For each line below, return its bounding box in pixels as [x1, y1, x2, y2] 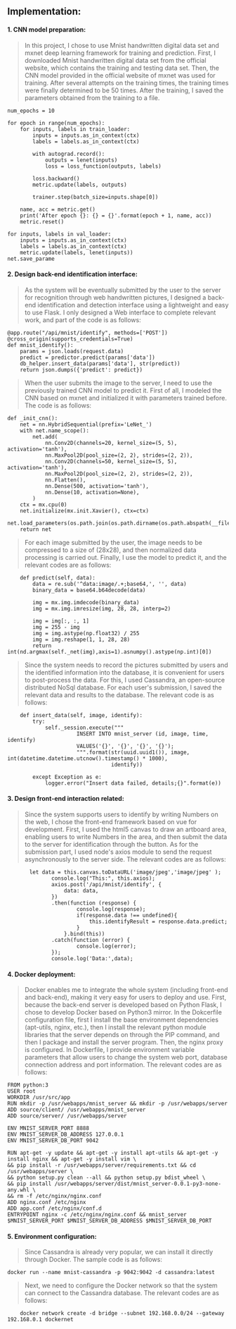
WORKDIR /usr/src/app [7, 1094, 71, 1101]
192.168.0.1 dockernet [7, 1316, 74, 1323]
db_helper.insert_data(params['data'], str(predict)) [20, 360, 181, 367]
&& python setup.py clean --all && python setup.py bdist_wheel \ [7, 1174, 206, 1182]
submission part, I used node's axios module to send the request [24, 847, 212, 856]
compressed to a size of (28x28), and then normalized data [24, 546, 197, 554]
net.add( [32, 433, 58, 440]
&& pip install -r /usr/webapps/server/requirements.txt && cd [7, 1162, 197, 1169]
